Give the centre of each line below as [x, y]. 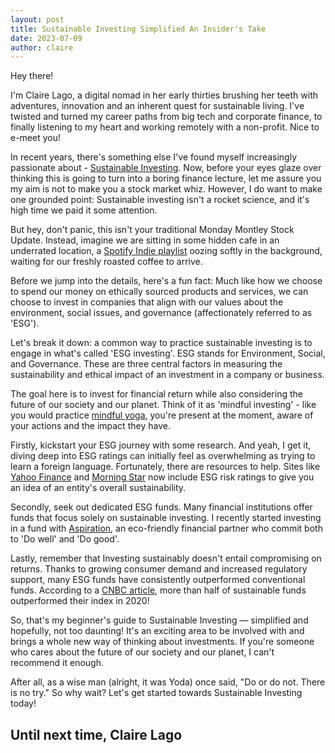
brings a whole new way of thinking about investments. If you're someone [162, 642]
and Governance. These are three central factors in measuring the [146, 364]
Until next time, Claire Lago [96, 734]
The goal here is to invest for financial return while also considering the [156, 394]
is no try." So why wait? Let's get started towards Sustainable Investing [156, 693]
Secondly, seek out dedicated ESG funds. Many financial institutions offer [161, 507]
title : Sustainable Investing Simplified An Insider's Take [138, 29]
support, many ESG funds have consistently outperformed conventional [158, 580]
